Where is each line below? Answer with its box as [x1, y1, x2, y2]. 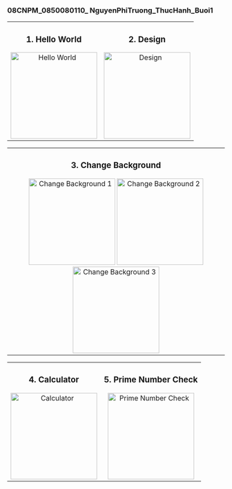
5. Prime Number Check [104, 374, 198, 385]
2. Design [128, 34, 166, 45]
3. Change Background [70, 160, 162, 171]
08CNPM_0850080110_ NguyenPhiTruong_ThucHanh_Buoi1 [7, 6, 213, 15]
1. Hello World [26, 34, 82, 45]
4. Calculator [28, 374, 79, 385]
